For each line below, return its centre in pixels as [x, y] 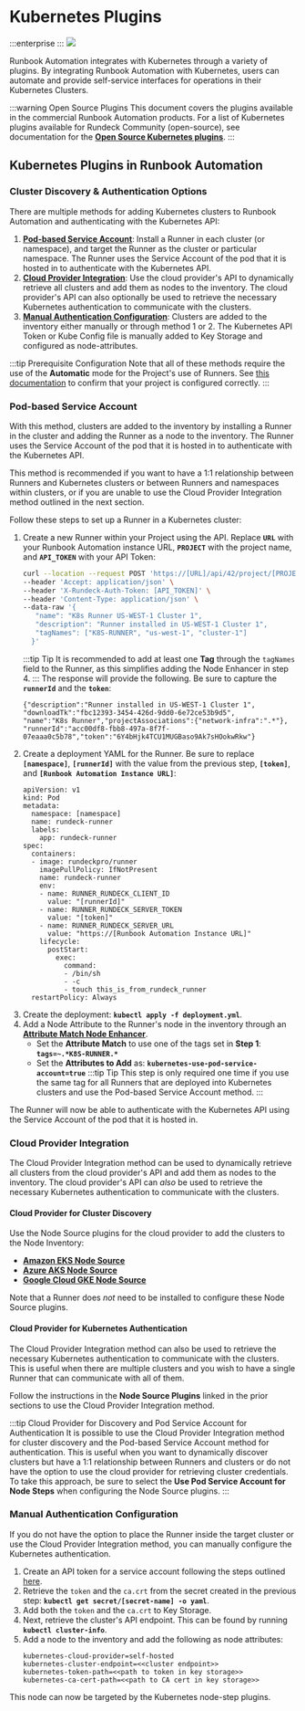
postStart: [68, 950]
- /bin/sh [82, 973]
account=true [61, 1073]
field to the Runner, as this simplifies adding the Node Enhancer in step [156, 668]
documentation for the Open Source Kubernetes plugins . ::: [122, 136]
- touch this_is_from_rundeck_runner [135, 989]
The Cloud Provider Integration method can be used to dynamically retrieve [151, 1163]
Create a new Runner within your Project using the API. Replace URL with [158, 537]
